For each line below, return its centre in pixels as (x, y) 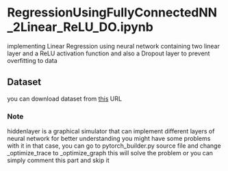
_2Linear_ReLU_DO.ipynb (80, 27)
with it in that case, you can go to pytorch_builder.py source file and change (114, 146)
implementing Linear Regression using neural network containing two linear (114, 46)
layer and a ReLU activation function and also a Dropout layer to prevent (109, 53)
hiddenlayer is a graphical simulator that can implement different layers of (111, 131)
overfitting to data (33, 60)
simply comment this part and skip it (58, 160)
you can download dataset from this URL (64, 98)
